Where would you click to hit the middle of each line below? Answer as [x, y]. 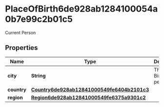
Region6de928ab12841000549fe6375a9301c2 [88, 97]
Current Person [20, 32]
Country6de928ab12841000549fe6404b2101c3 [90, 90]
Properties [21, 48]
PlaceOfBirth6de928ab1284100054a [82, 9]
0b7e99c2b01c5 [39, 19]
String [38, 76]
